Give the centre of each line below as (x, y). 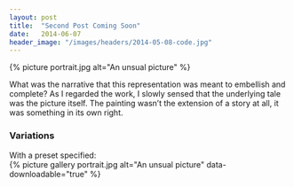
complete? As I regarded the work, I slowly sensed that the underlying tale (145, 94)
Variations (32, 136)
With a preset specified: (53, 155)
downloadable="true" (49, 174)
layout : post (33, 17)
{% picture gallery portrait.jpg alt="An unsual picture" (107, 164)
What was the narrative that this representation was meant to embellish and (147, 84)
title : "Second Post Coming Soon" (75, 26)
